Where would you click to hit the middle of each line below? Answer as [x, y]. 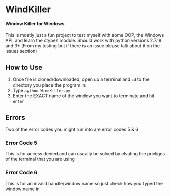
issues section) [21, 51]
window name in [22, 189]
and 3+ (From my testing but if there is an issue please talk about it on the [83, 46]
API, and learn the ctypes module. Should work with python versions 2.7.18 [83, 40]
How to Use [24, 67]
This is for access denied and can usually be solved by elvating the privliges [85, 154]
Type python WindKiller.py [41, 91]
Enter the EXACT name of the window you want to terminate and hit [83, 96]
